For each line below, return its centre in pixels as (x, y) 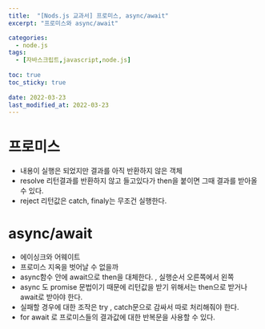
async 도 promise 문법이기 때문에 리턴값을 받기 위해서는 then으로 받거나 (134, 287)
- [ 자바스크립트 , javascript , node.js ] (73, 60)
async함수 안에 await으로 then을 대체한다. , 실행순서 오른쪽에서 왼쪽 (127, 277)
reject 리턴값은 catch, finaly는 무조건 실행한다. (93, 201)
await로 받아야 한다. (51, 297)
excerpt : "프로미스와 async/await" (63, 23)
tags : (17, 53)
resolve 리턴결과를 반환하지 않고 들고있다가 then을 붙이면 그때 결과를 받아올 (139, 181)
